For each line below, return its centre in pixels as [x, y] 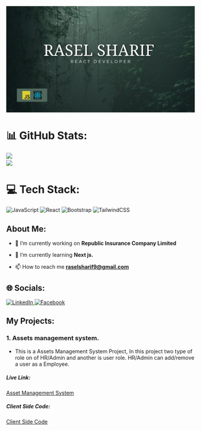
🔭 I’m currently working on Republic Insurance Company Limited [95, 243]
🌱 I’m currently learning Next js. [54, 255]
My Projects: [31, 321]
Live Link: [19, 378]
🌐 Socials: [26, 288]
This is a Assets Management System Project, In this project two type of [103, 351]
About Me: [26, 229]
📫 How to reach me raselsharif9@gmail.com [72, 267]
